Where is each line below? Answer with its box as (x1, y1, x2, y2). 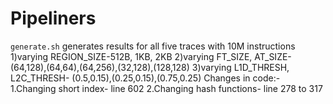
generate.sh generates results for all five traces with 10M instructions (10, 40, 296, 52)
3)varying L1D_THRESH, (191, 61, 290, 73)
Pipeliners (10, 7, 97, 30)
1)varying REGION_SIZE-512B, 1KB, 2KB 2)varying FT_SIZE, (10, 50, 253, 62)
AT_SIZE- (254, 50, 292, 62)
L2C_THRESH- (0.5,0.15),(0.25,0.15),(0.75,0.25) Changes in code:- (10, 72, 281, 84)
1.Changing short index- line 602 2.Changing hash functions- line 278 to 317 (10, 82, 323, 94)
